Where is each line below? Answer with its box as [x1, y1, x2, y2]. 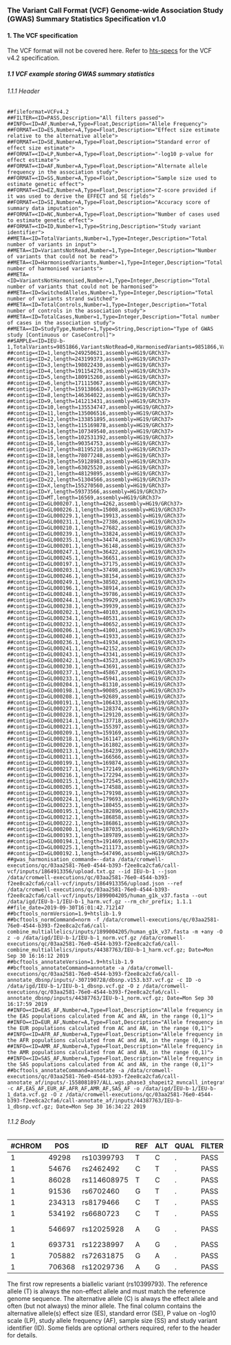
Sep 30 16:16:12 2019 [7, 952, 69, 959]
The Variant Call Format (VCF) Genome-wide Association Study [7, 6, 223, 15]
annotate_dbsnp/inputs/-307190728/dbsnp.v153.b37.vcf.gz [7, 976, 174, 983]
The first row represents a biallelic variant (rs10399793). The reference [7, 1280, 208, 1288]
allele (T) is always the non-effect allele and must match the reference [7, 1287, 206, 1295]
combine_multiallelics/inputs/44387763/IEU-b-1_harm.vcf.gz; [7, 946, 186, 953]
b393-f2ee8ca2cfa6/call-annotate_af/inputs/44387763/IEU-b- [7, 1097, 184, 1104]
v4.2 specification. [7, 54, 60, 62]
